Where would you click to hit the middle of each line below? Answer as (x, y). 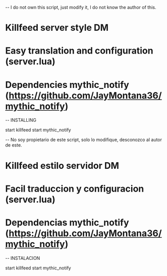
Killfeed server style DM (57, 28)
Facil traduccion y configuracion (75, 189)
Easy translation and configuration (79, 51)
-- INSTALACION (23, 258)
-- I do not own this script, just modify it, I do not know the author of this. (81, 7)
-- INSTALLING (21, 120)
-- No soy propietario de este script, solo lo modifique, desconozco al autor (84, 140)
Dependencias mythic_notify (67, 222)
